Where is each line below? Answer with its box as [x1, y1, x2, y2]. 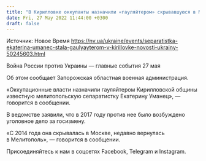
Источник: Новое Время [6, 37, 70, 45]
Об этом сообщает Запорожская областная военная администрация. [6, 74, 189, 82]
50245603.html [6, 50, 46, 58]
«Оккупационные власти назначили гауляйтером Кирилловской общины [6, 86, 197, 93]
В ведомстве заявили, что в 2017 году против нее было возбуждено [6, 111, 185, 119]
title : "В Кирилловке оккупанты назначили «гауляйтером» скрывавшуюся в [6, 9, 196, 15]
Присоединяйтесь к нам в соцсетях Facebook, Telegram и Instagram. [6, 148, 186, 155]
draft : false [6, 20, 40, 26]
